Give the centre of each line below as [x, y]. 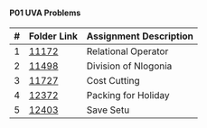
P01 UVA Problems [45, 13]
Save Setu [108, 110]
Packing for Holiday [128, 96]
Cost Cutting [113, 81]
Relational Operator [127, 51]
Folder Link [53, 36]
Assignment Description [140, 36]
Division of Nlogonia [129, 66]
